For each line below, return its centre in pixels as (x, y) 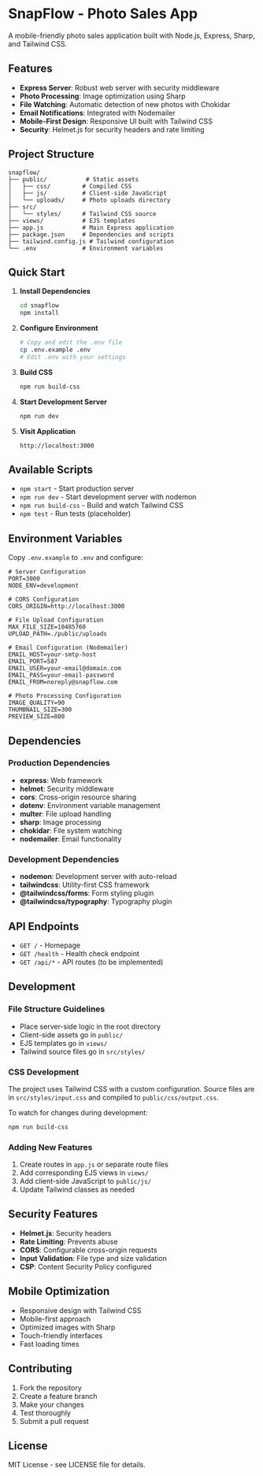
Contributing (40, 1368)
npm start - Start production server (77, 488)
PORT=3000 (24, 579)
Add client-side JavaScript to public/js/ (85, 1181)
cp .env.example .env (55, 350)
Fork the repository (51, 1388)
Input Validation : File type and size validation (93, 1258)
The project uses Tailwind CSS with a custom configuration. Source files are (131, 1088)
